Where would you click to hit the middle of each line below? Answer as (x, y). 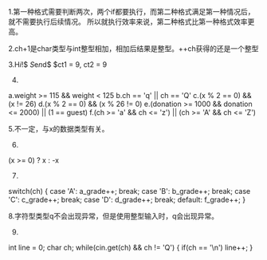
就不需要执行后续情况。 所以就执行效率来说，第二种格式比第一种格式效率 (128, 22)
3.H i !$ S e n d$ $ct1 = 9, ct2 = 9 (58, 65)
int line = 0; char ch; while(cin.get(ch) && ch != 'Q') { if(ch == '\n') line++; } (131, 247)
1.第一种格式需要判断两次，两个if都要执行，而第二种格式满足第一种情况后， (132, 12)
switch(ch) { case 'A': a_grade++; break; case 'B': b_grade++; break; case (130, 191)
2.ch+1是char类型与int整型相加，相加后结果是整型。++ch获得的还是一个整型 (133, 49)
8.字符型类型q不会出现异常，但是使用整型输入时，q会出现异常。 (114, 216)
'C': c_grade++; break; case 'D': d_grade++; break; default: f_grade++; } (127, 199)
